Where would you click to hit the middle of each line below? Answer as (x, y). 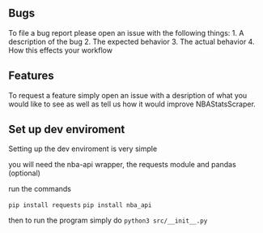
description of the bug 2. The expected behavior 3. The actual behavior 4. (131, 41)
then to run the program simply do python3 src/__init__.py (108, 220)
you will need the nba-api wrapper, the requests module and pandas (122, 165)
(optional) (24, 173)
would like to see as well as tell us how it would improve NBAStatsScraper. (132, 104)
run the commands (40, 189)
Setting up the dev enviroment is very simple (83, 149)
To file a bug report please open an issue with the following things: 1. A (126, 32)
